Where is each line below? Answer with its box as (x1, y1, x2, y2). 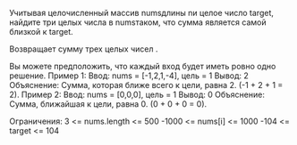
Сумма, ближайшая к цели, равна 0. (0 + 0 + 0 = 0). (9, 99, 208, 109)
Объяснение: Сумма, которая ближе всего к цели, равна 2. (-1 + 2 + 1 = (9, 80, 284, 90)
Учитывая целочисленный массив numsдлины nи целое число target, (9, 8, 275, 18)
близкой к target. (9, 27, 73, 36)
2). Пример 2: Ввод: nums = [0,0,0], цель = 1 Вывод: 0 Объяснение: (9, 89, 266, 100)
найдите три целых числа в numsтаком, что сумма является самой (9, 17, 267, 28)
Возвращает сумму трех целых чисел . (9, 44, 158, 54)
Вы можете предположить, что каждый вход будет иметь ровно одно (9, 61, 276, 71)
